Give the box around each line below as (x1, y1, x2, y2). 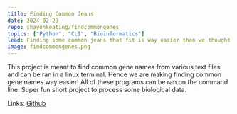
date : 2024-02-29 (7, 17, 59, 24)
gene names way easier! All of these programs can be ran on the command (7, 78, 228, 86)
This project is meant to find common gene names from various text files (7, 63, 221, 71)
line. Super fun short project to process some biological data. (7, 86, 187, 93)
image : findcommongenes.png (7, 43, 91, 50)
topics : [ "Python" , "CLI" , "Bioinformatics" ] (7, 30, 144, 38)
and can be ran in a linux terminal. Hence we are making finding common (7, 70, 222, 79)
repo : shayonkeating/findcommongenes (7, 23, 120, 30)
